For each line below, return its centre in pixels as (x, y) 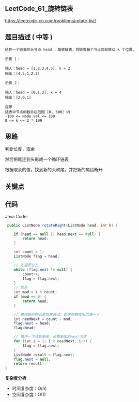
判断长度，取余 (20, 149)
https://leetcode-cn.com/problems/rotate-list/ (51, 20)
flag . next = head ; (32, 323)
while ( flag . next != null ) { (43, 270)
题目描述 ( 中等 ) (29, 37)
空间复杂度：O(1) (29, 395)
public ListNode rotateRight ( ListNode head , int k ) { (62, 225)
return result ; (29, 364)
